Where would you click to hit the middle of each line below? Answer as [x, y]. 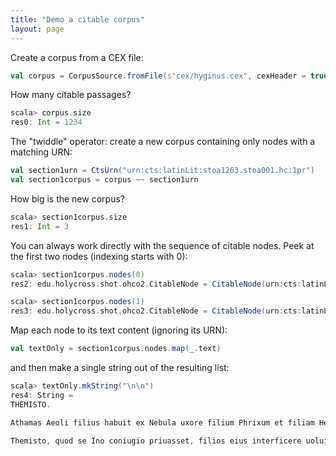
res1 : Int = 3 [40, 226]
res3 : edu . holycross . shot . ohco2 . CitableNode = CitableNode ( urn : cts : [156, 311]
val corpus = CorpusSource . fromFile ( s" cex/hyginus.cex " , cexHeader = [158, 76]
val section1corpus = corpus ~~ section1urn [104, 180]
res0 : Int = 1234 [46, 122]
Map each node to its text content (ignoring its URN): [119, 330]
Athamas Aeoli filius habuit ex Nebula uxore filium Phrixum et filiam [162, 422]
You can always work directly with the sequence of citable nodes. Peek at [162, 245]
